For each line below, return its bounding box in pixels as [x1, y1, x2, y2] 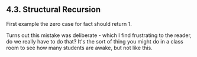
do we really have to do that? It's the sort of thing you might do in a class [6, 38, 183, 45]
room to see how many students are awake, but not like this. [6, 44, 153, 51]
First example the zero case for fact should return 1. [6, 20, 132, 27]
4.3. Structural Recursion [6, 5, 101, 15]
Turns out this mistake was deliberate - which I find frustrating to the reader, [6, 32, 192, 39]
